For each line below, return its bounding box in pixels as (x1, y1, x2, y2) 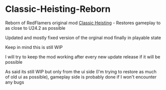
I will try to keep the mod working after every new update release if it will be (5, 53, 161, 60)
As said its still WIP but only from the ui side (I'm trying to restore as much (5, 68, 157, 75)
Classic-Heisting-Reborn (5, 3, 111, 15)
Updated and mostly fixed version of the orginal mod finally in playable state (5, 35, 162, 41)
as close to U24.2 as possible (5, 25, 66, 31)
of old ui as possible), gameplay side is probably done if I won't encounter (5, 74, 157, 80)
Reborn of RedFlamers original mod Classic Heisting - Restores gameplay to (5, 20, 161, 26)
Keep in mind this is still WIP (5, 44, 63, 50)
